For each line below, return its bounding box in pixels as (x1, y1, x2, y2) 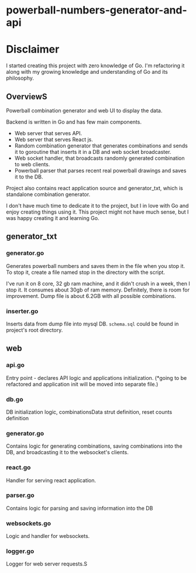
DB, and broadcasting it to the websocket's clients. (6, 449, 129, 456)
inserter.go (6, 307, 39, 315)
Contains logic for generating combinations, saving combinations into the (6, 442, 183, 450)
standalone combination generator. (6, 191, 91, 198)
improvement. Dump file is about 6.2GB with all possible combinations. (6, 292, 177, 299)
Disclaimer (6, 43, 60, 56)
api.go (6, 361, 25, 369)
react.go (6, 464, 31, 472)
